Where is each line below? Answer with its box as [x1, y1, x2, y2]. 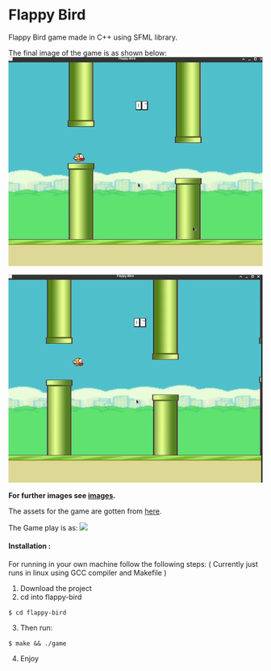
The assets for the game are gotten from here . [8, 506, 163, 516]
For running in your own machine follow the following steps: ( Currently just [8, 559, 258, 568]
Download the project [19, 583, 93, 593]
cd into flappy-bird [19, 592, 82, 602]
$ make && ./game [8, 640, 67, 648]
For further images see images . [8, 490, 116, 500]
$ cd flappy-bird [8, 608, 67, 617]
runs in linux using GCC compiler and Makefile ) [8, 568, 167, 577]
